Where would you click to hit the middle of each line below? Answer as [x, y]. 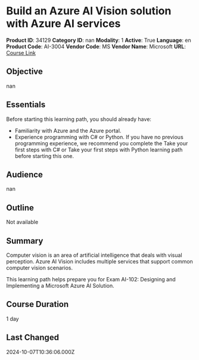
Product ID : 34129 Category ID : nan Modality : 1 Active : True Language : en [99, 40]
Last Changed [33, 338]
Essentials [26, 105]
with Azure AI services [63, 24]
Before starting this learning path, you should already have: [79, 119]
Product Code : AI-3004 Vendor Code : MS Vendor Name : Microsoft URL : [96, 46]
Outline [20, 208]
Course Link [21, 52]
